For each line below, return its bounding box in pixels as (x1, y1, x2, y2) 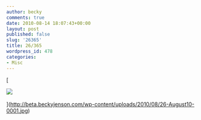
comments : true (6, 15, 45, 21)
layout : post (6, 25, 39, 32)
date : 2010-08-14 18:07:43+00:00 (6, 20, 91, 26)
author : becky (6, 8, 43, 15)
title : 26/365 (6, 43, 43, 49)
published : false (6, 32, 50, 38)
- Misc (6, 59, 23, 65)
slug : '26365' (6, 37, 43, 43)
